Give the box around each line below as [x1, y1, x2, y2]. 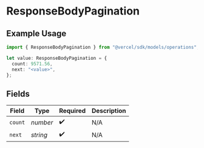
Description [91, 107, 126, 115]
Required [58, 107, 86, 115]
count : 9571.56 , [12, 60, 53, 67]
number [30, 118, 53, 126]
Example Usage [6, 28, 67, 39]
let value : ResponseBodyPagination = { [6, 55, 107, 61]
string [30, 130, 47, 139]
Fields [6, 89, 30, 99]
